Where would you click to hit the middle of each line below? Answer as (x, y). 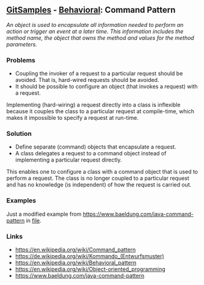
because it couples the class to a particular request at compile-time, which (100, 111)
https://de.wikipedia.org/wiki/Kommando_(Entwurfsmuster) (89, 256)
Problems (21, 60)
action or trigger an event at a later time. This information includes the (95, 31)
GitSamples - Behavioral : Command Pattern (91, 10)
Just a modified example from (44, 214)
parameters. (22, 44)
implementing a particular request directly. (68, 160)
